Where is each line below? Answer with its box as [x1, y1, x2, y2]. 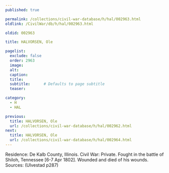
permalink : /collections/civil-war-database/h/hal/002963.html [5, 16, 141, 22]
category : [5, 96, 26, 101]
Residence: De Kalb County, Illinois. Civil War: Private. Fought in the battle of [5, 151, 164, 157]
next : [5, 128, 17, 133]
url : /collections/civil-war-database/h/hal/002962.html [10, 123, 132, 128]
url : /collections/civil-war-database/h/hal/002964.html [10, 138, 132, 143]
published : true [5, 7, 39, 13]
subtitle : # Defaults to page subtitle [10, 81, 105, 87]
